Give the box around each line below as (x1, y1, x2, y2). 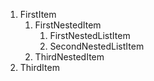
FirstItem (19, 9, 57, 20)
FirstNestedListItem (49, 30, 131, 41)
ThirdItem (19, 62, 60, 73)
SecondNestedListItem (49, 40, 145, 52)
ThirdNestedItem (34, 51, 105, 63)
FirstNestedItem (34, 19, 102, 31)
